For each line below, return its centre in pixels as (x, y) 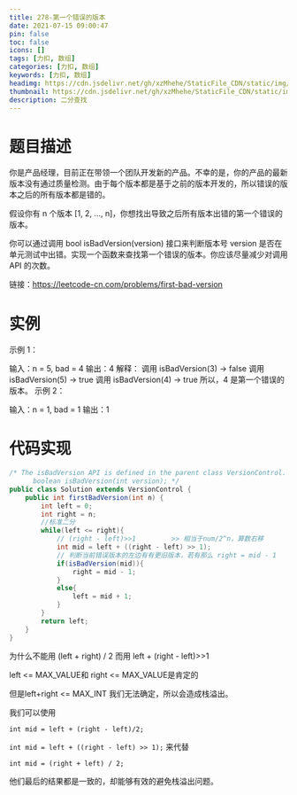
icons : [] (27, 51)
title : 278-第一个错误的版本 (57, 17)
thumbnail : (29, 91)
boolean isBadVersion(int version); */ (106, 481)
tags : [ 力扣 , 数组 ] (42, 58)
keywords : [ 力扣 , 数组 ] (50, 75)
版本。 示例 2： (37, 391)
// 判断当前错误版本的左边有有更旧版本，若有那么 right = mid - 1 (166, 555)
